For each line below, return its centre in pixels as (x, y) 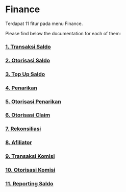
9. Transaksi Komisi (30, 156)
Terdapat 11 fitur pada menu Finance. (44, 23)
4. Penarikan (21, 88)
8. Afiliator (19, 142)
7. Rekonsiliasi (23, 129)
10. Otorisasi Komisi (30, 170)
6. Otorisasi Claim (28, 115)
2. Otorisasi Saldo (28, 60)
